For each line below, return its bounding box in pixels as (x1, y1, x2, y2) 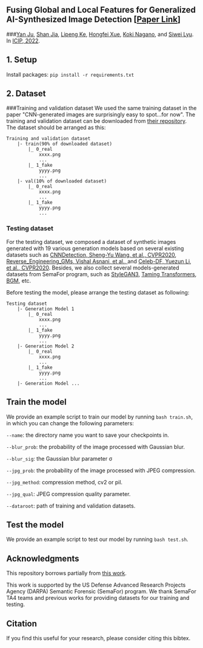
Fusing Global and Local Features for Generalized (6, 5, 196, 15)
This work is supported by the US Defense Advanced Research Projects (6, 581, 186, 589)
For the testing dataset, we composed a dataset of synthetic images (6, 238, 176, 245)
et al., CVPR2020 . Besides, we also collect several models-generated (6, 264, 180, 271)
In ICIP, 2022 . (6, 37, 41, 44)
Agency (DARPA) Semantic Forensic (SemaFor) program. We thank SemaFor (6, 588, 197, 595)
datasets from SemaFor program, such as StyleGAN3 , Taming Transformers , (6, 270, 197, 277)
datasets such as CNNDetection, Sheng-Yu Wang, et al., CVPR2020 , (6, 251, 177, 258)
